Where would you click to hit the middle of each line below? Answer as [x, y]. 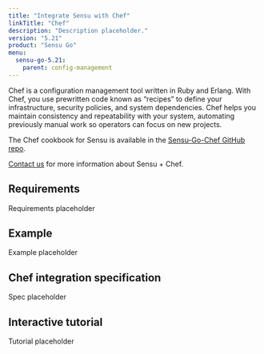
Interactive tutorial [56, 322]
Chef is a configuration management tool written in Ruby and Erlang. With [130, 90]
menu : [17, 53]
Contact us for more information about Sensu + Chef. [96, 164]
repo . [17, 148]
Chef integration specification [85, 278]
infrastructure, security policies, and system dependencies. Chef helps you [132, 107]
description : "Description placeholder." [78, 30]
